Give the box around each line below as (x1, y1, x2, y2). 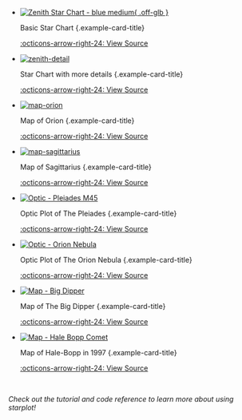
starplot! (8, 403, 36, 412)
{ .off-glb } (133, 8, 169, 17)
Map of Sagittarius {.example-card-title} (19, 162, 152, 172)
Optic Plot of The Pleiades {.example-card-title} (19, 208, 177, 218)
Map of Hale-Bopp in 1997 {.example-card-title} (19, 348, 177, 357)
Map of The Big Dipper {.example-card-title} (19, 302, 166, 311)
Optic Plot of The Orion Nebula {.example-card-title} (19, 256, 193, 264)
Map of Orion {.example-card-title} (19, 116, 135, 125)
